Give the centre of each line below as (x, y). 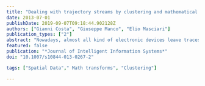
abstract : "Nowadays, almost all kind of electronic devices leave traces (103, 40)
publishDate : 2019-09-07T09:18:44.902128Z (61, 23)
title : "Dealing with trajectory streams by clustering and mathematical (102, 12)
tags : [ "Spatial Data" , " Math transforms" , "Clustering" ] (81, 68)
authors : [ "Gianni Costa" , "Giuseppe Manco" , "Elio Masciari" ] (88, 29)
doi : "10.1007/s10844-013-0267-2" (50, 57)
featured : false (27, 46)
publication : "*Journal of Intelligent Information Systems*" (87, 51)
